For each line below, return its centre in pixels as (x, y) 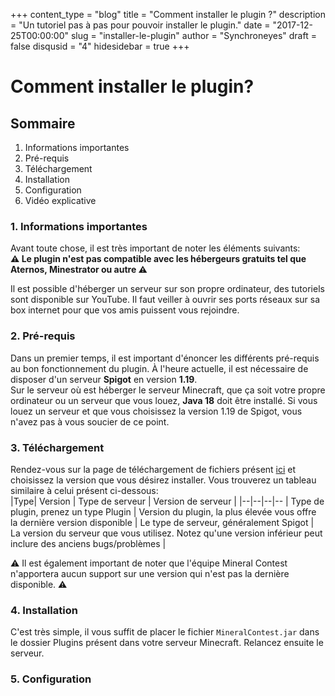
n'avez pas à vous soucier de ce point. (90, 421)
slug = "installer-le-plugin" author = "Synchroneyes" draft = (193, 35)
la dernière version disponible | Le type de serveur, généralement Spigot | (162, 522)
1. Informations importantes (79, 226)
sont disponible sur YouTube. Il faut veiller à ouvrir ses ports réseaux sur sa (165, 300)
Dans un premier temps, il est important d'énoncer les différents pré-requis (165, 358)
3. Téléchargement (57, 447)
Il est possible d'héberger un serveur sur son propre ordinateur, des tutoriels (167, 289)
